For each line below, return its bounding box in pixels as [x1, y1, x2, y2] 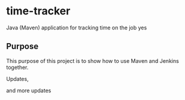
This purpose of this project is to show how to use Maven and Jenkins [6, 57, 180, 64]
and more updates [6, 87, 51, 94]
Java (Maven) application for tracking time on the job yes [6, 24, 147, 31]
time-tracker [6, 4, 71, 18]
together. [6, 63, 29, 71]
